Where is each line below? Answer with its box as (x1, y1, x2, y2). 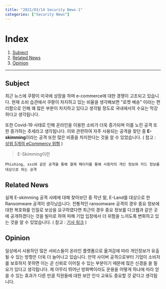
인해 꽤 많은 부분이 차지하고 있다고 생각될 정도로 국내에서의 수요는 (22, 105, 149, 112)
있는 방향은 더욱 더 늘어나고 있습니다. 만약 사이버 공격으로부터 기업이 (15, 254, 147, 260)
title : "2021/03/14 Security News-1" (5, 7, 83, 12)
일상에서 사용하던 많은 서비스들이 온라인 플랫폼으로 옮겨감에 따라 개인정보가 (5, 247, 151, 253)
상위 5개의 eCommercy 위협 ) (5, 141, 63, 147)
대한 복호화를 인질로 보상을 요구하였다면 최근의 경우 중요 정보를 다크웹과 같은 (5, 207, 153, 213)
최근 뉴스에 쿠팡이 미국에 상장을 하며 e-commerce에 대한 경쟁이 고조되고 (5, 93, 146, 99)
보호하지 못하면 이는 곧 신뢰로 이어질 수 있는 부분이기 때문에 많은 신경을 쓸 (10, 260, 153, 266)
